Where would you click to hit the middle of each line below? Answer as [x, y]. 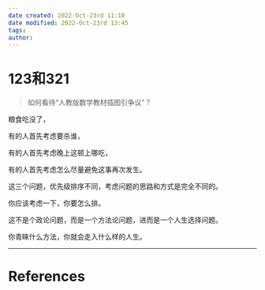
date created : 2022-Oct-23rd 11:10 [67, 15]
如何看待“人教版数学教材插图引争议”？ [90, 103]
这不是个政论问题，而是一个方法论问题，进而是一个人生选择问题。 [115, 220]
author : [21, 38]
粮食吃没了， [29, 119]
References [47, 277]
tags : [17, 30]
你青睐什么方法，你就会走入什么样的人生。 [77, 237]
